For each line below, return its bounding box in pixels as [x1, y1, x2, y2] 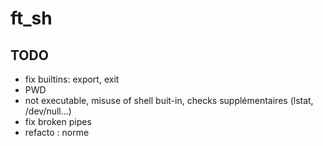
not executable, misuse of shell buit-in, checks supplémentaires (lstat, [24, 95, 314, 106]
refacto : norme [24, 127, 90, 138]
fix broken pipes [24, 116, 92, 127]
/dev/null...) [24, 105, 72, 117]
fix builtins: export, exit [24, 73, 120, 85]
